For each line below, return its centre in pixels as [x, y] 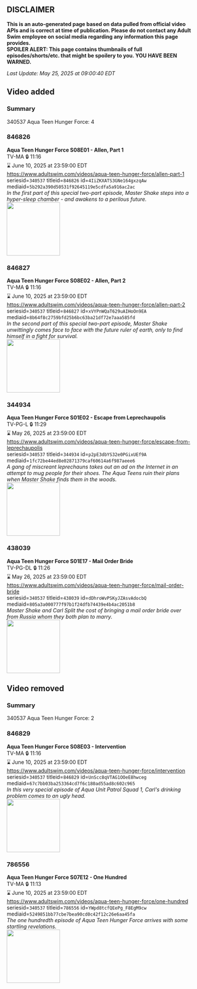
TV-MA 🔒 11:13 [24, 884]
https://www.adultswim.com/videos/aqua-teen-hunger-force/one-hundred [97, 901]
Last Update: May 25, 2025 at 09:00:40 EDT [61, 73]
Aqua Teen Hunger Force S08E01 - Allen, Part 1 [65, 150]
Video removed [35, 688]
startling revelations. [32, 926]
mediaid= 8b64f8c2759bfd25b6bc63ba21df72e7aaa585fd [71, 317]
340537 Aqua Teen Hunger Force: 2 [50, 718]
